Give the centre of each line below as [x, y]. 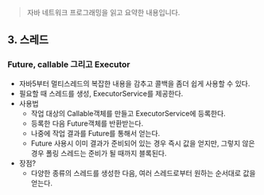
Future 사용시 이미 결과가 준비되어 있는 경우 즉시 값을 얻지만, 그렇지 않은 [143, 143]
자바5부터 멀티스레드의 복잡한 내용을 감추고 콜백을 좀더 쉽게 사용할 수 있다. [134, 84]
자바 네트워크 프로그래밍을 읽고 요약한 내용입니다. [103, 12]
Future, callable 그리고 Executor [69, 64]
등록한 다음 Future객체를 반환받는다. [87, 123]
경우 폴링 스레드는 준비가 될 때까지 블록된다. [99, 153]
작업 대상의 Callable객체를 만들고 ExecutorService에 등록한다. [128, 113]
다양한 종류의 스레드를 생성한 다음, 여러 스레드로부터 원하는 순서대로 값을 [143, 173]
